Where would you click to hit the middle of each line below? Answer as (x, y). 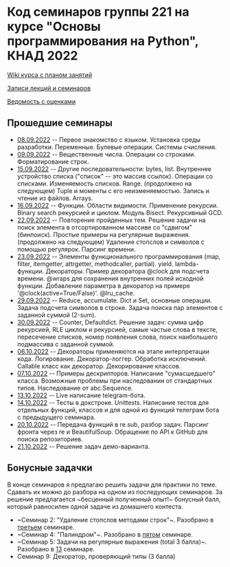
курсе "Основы (54, 26)
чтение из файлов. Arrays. (55, 198)
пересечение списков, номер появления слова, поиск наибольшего (117, 337)
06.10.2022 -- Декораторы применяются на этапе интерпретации (113, 351)
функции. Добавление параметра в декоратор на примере (103, 285)
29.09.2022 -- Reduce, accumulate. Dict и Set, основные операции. (114, 300)
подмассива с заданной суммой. (66, 344)
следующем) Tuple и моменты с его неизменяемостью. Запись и (113, 190)
